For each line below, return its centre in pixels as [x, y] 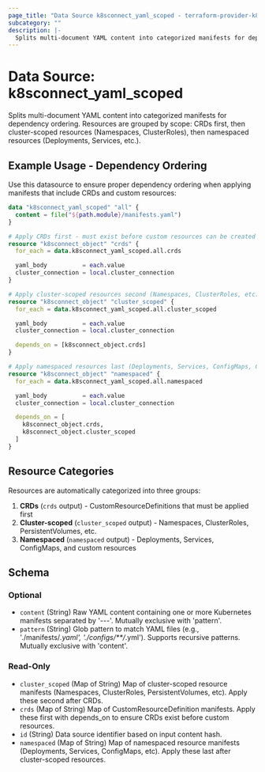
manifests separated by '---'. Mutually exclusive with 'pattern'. [121, 621]
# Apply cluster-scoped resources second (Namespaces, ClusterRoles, [125, 294]
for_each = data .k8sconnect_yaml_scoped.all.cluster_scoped [116, 309]
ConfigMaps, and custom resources [78, 547]
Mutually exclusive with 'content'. [74, 646]
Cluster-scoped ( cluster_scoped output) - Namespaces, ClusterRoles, [134, 522]
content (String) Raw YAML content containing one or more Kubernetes [136, 612]
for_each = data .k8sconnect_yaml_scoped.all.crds [98, 251]
